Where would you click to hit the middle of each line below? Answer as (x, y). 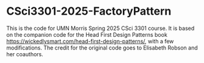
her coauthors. (25, 54)
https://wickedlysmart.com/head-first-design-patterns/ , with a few (90, 41)
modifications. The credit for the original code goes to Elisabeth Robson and (102, 48)
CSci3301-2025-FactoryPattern (89, 11)
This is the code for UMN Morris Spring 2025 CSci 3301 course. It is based (100, 28)
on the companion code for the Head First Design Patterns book (87, 34)
